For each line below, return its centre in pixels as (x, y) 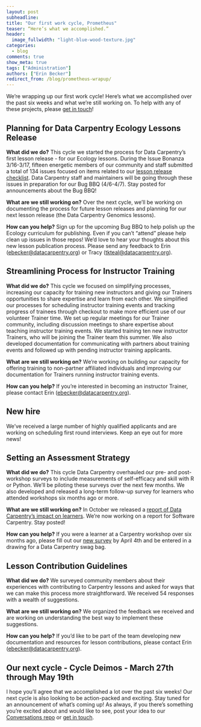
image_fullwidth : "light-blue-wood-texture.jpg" (74, 40)
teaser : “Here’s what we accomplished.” (58, 29)
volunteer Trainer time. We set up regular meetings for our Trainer (88, 318)
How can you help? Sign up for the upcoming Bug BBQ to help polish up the (101, 226)
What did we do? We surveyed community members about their (86, 580)
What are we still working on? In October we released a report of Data (94, 510)
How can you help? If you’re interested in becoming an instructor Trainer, (97, 386)
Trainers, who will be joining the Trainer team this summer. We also (89, 337)
